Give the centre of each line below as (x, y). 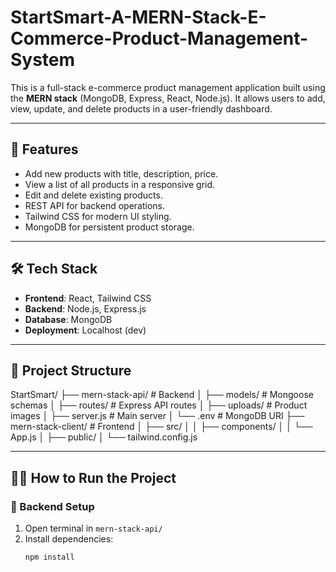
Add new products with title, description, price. (121, 173)
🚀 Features (44, 149)
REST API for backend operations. (94, 205)
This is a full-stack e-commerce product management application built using (168, 87)
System (43, 60)
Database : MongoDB (68, 319)
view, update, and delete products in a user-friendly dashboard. (141, 108)
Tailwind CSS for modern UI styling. (98, 216)
